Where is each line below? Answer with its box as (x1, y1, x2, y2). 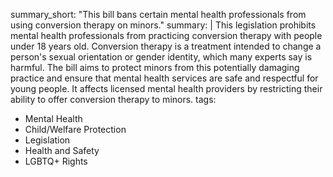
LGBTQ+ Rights (24, 155, 88, 167)
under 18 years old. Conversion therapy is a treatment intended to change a (10, 40, 322, 52)
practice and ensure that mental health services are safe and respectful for (10, 72, 319, 84)
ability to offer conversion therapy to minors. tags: (10, 94, 217, 105)
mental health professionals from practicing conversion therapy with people (10, 30, 323, 41)
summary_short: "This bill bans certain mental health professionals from (10, 9, 307, 20)
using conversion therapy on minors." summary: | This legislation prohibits (10, 19, 317, 31)
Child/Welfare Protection (24, 124, 127, 135)
